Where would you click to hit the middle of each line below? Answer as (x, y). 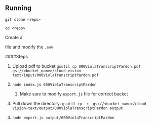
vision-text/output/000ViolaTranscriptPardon (60, 108)
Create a (14, 37)
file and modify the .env (29, 47)
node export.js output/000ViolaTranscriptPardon (63, 118)
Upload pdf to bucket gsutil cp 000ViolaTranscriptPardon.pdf (76, 66)
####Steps (17, 56)
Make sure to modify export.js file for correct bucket (74, 94)
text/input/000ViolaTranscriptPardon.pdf (55, 75)
